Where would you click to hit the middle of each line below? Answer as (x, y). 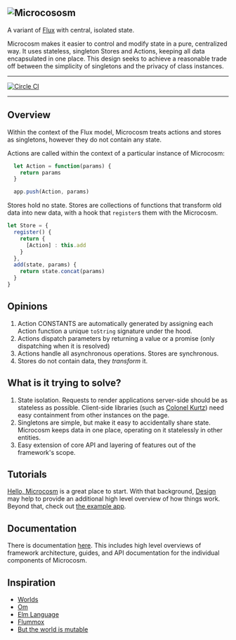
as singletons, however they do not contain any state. (85, 139)
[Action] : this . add (56, 245)
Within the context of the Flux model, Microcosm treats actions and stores (114, 132)
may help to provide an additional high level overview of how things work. (114, 499)
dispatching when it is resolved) (64, 346)
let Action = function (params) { (63, 166)
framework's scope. (46, 452)
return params (40, 172)
